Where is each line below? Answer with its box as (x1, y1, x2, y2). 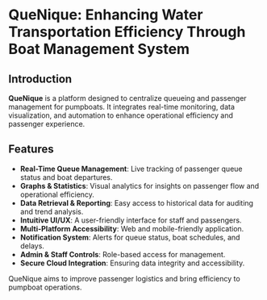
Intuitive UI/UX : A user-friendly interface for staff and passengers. (19, 215, 242, 225)
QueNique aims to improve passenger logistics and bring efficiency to (8, 273, 240, 283)
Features (8, 143, 54, 156)
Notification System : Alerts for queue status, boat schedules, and (19, 232, 240, 242)
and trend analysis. (19, 206, 84, 216)
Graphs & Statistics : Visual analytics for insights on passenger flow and (19, 181, 260, 190)
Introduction (8, 72, 73, 85)
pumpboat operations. (8, 282, 82, 292)
